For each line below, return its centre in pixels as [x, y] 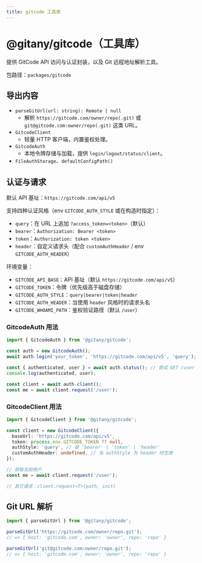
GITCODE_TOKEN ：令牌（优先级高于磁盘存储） [70, 287]
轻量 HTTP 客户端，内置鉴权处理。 [67, 140]
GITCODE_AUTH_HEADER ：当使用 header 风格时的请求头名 [82, 302]
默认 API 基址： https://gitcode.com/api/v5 [61, 198]
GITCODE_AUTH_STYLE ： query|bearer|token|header [76, 295]
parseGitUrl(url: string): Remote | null [68, 111]
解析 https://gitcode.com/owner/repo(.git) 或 [82, 118]
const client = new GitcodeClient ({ [52, 430]
